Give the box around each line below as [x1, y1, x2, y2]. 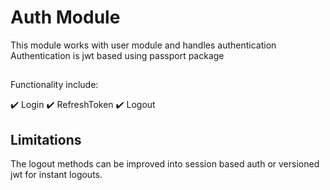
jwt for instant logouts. [10, 169, 103, 181]
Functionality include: [10, 79, 99, 91]
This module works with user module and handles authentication [10, 39, 277, 51]
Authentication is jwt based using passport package [10, 49, 225, 61]
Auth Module [10, 6, 121, 29]
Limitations [10, 131, 82, 148]
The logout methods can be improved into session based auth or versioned [10, 158, 320, 170]
